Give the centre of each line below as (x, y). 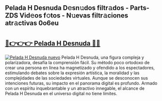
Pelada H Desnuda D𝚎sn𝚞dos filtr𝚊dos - (67, 8)
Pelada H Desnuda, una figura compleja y (103, 57)
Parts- (140, 8)
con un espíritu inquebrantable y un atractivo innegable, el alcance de (75, 88)
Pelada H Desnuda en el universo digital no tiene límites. (61, 93)
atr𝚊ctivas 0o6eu (32, 23)
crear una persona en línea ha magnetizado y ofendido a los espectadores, (80, 68)
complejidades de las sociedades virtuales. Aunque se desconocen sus (76, 78)
